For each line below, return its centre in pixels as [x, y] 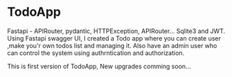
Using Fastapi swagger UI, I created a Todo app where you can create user [114, 38]
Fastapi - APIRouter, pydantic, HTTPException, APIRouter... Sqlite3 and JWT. [116, 31]
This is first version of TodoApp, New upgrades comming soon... [99, 66]
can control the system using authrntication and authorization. [96, 53]
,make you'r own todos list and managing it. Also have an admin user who [112, 45]
